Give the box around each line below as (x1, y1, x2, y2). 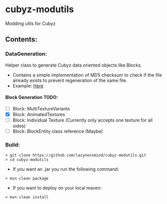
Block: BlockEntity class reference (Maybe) (12, 128, 103, 134)
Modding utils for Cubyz (5, 20, 56, 26)
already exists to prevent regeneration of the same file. (12, 77, 127, 83)
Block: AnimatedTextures (12, 111, 65, 118)
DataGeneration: (5, 50, 47, 57)
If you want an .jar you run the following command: (12, 166, 119, 172)
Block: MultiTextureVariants (12, 105, 70, 111)
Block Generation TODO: (5, 94, 58, 100)
